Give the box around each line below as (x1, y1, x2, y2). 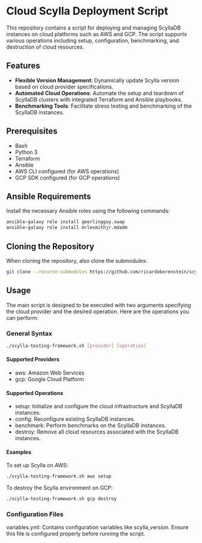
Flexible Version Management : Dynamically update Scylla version (14, 76, 180, 84)
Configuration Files (6, 510, 64, 518)
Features (6, 61, 40, 71)
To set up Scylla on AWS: (6, 462, 69, 469)
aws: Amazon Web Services (14, 369, 85, 376)
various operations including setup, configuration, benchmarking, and (6, 37, 179, 44)
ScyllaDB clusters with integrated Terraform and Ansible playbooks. (14, 96, 183, 103)
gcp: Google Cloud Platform (14, 376, 84, 382)
